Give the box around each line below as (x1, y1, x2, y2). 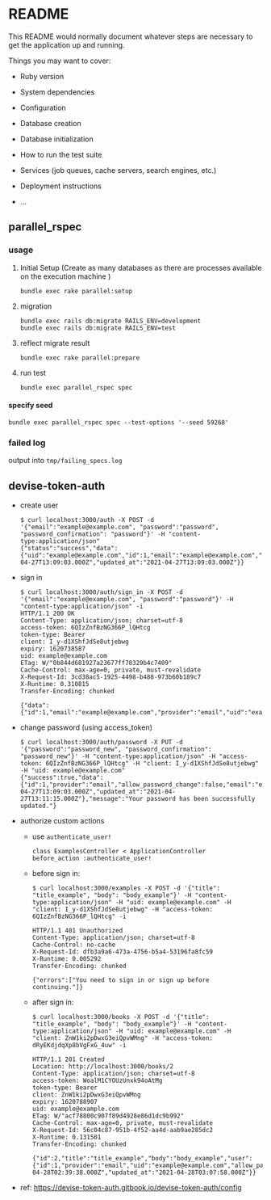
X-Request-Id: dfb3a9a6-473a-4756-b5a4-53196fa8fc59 (31, 947, 214, 956)
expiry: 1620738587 (19, 644, 86, 653)
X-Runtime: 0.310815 (19, 680, 90, 688)
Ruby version (19, 71, 65, 81)
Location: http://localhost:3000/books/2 (31, 1062, 173, 1071)
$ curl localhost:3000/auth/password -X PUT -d (19, 738, 183, 746)
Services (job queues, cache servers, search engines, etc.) (19, 165, 217, 175)
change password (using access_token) (19, 722, 153, 732)
